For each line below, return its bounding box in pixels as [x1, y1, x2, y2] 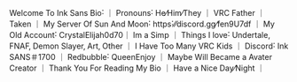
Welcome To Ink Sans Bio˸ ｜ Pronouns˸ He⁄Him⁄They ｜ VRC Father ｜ [9, 8, 266, 18]
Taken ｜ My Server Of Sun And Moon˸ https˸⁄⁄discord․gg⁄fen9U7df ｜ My [9, 19, 275, 29]
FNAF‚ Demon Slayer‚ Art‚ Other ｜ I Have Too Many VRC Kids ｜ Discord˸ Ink [9, 41, 289, 51]
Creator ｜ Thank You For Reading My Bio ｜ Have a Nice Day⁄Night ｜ [9, 63, 266, 73]
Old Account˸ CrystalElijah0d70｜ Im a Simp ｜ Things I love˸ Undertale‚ [9, 30, 270, 40]
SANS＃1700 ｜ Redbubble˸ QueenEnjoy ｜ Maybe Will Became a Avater [9, 52, 273, 62]
